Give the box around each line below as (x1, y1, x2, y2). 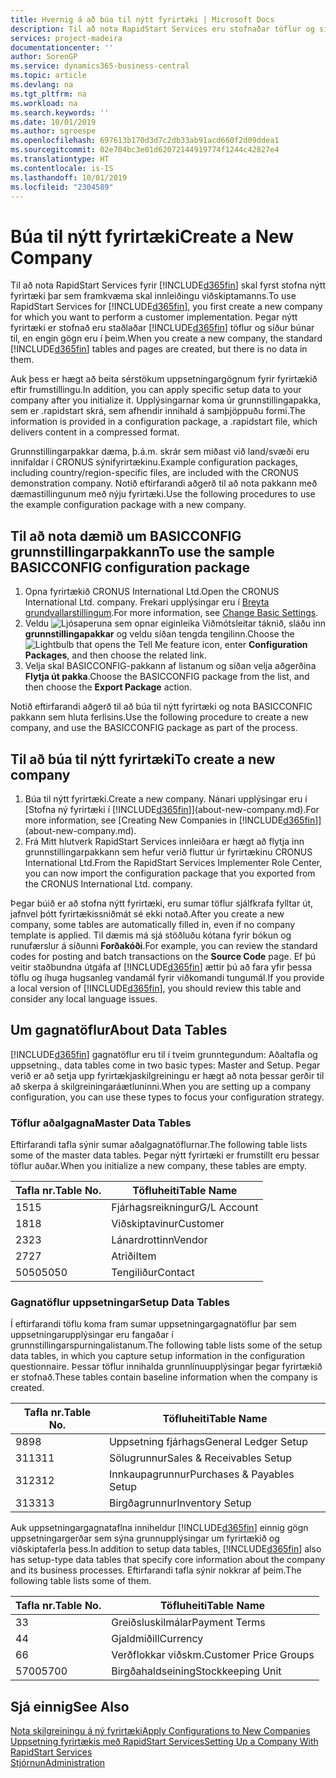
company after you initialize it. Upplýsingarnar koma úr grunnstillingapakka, (10, 394, 322, 406)
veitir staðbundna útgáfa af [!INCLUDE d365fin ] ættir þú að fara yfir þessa (10, 961, 313, 973)
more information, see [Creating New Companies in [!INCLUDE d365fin (24, 814, 316, 826)
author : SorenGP (10, 52, 78, 62)
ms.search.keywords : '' (10, 107, 110, 118)
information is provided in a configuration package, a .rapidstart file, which (10, 416, 318, 428)
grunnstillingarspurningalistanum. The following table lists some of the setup (10, 1339, 323, 1351)
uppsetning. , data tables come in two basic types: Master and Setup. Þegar (10, 1059, 321, 1071)
